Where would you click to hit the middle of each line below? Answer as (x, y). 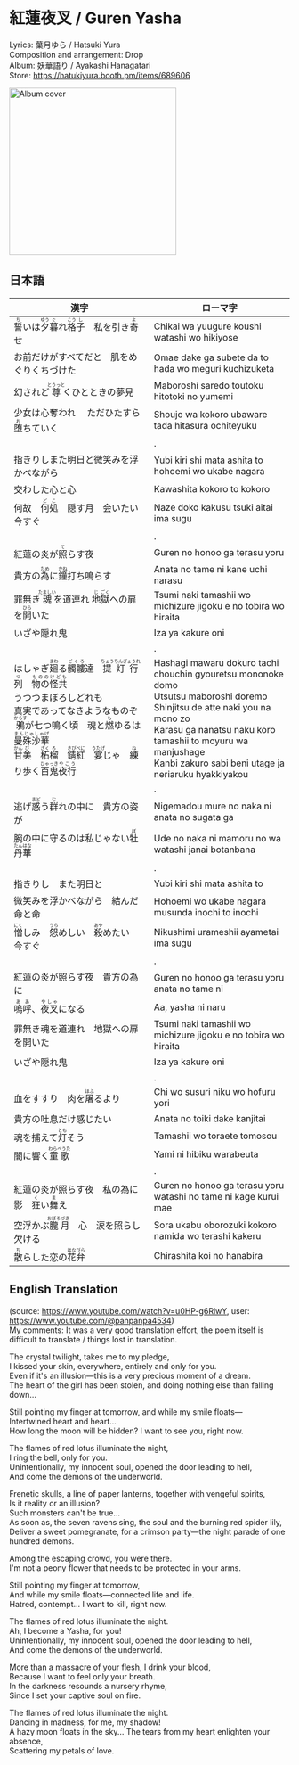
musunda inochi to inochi (206, 912)
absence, (26, 1741)
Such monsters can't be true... (65, 1513)
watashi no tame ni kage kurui (216, 1196)
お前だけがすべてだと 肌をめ (76, 357)
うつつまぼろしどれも (59, 698)
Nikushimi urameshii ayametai (216, 932)
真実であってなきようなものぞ (76, 711)
